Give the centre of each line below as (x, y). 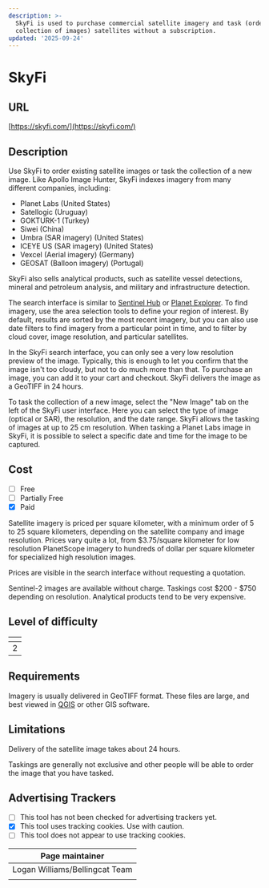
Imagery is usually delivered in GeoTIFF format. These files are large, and (129, 696)
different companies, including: (60, 188)
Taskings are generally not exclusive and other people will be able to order (131, 764)
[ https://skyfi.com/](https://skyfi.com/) (72, 127)
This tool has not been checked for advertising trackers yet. (118, 817)
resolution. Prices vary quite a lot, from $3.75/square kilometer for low (124, 540)
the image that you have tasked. (61, 773)
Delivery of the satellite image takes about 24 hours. (94, 749)
